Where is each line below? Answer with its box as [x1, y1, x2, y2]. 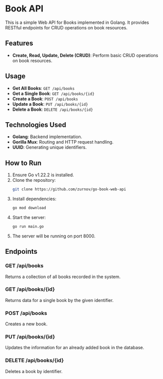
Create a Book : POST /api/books [12, 95, 79, 102]
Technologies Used [5, 120, 66, 129]
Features [5, 39, 33, 48]
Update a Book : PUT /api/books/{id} [12, 101, 88, 107]
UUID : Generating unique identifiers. [12, 145, 87, 151]
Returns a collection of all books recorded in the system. [5, 274, 121, 280]
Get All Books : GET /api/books [12, 85, 75, 91]
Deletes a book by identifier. [5, 368, 63, 374]
